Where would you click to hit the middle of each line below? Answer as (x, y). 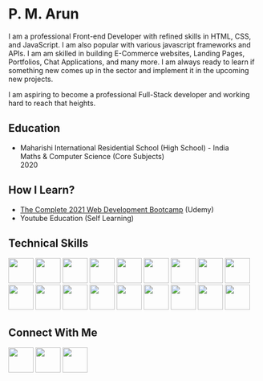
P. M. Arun (44, 14)
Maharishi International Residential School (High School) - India (125, 147)
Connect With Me (53, 332)
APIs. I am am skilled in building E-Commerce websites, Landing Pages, (127, 53)
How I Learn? (42, 190)
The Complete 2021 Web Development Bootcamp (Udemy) (117, 209)
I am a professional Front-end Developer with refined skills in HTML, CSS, (129, 36)
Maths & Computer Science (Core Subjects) (92, 156)
